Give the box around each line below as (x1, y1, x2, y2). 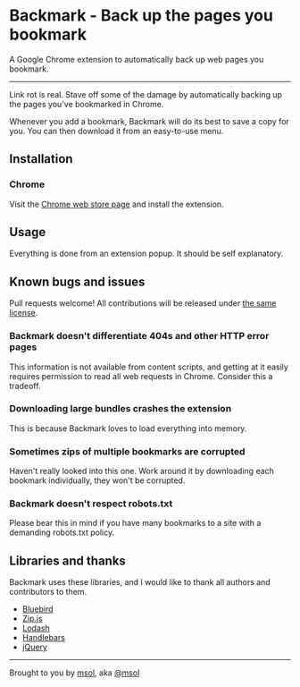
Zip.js (21, 614, 43, 624)
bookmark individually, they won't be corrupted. (9, 475, 186, 486)
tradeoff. (9, 380, 41, 391)
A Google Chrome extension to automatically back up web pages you (9, 54, 264, 64)
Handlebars (21, 632, 65, 643)
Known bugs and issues (9, 274, 146, 289)
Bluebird (21, 604, 54, 615)
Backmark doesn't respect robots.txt (9, 497, 173, 510)
